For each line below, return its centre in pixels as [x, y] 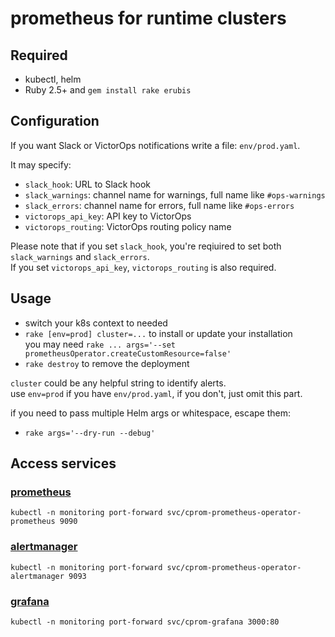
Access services [63, 463]
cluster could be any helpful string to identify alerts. [118, 383]
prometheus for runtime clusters [148, 18]
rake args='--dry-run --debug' [90, 433]
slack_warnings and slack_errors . [80, 256]
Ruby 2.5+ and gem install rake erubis [108, 90]
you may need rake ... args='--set [100, 344]
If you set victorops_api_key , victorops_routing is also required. [143, 267]
